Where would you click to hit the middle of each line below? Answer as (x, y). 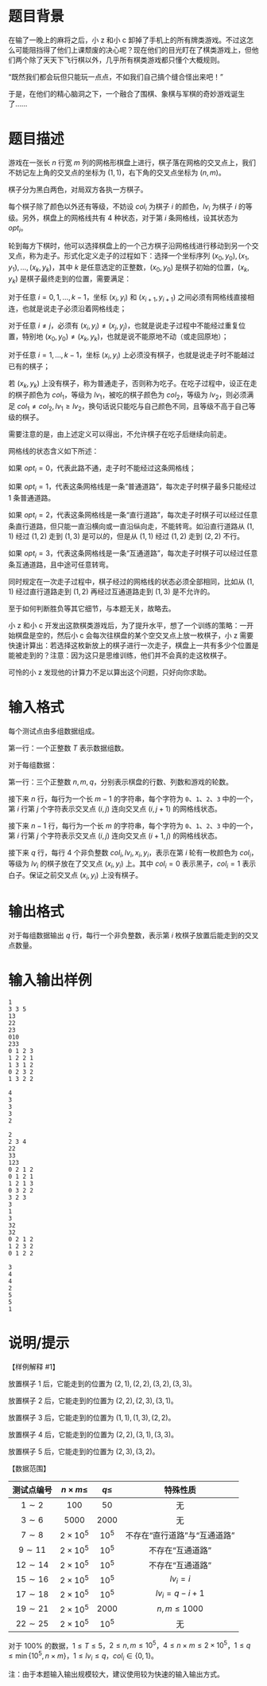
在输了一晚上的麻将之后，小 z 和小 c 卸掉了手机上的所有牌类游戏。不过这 (128, 40)
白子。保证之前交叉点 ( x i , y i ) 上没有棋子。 (75, 876)
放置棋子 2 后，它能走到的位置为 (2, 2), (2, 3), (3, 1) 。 (93, 1401)
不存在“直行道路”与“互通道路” (180, 1535)
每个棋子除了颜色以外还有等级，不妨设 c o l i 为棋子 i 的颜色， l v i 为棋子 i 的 (127, 207)
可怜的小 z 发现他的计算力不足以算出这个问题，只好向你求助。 (110, 672)
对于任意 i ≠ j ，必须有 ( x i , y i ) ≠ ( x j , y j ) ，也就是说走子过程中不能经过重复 (124, 326)
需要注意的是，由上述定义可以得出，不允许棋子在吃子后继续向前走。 (120, 434)
